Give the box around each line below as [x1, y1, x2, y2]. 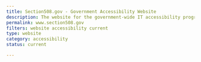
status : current [6, 42, 47, 48]
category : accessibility [6, 36, 68, 42]
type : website [6, 31, 42, 37]
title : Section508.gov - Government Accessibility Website [6, 8, 157, 15]
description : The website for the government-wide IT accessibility [6, 14, 181, 20]
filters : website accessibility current [6, 25, 109, 31]
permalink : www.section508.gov [6, 19, 84, 25]
